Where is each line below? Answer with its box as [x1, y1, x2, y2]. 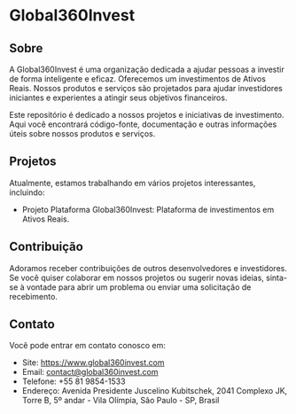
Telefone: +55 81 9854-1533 [21, 376, 126, 387]
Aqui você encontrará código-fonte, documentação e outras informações [9, 119, 277, 129]
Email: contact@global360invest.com [21, 367, 159, 378]
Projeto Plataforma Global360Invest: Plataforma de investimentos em [21, 204, 275, 215]
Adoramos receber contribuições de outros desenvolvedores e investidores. [9, 262, 288, 273]
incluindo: [9, 187, 45, 198]
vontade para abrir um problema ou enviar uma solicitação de [26, 281, 252, 293]
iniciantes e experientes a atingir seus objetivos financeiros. [9, 92, 228, 103]
